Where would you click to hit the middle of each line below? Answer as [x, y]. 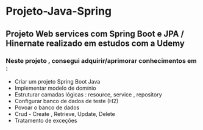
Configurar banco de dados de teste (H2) [66, 101]
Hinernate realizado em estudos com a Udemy [95, 43]
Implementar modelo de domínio [55, 88]
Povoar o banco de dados [47, 107]
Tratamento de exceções [46, 120]
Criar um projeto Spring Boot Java [57, 81]
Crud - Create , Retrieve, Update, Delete [65, 114]
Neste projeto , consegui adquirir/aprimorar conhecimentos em [101, 60]
